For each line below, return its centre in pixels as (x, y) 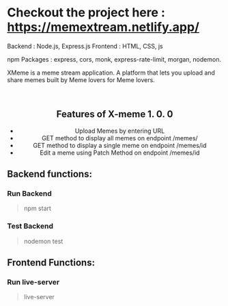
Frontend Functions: (51, 263)
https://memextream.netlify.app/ (103, 27)
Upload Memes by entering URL (120, 131)
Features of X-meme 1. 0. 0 (115, 114)
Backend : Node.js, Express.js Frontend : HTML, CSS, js (85, 46)
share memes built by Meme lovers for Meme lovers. (81, 79)
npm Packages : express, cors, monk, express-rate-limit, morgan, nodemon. (114, 59)
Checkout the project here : (86, 13)
